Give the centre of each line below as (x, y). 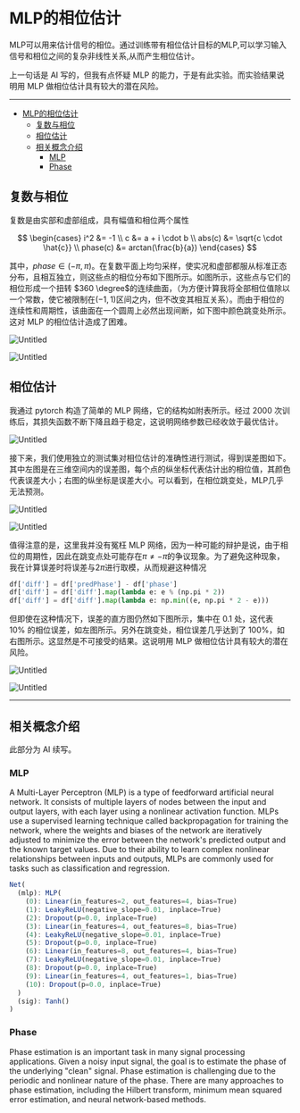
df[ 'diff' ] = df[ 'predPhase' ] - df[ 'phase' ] (93, 584)
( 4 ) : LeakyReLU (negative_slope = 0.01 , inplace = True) (123, 934)
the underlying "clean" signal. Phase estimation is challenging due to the (143, 1071)
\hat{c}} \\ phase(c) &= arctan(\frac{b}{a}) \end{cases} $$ (150, 247)
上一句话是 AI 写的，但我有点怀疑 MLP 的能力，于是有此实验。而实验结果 (143, 75)
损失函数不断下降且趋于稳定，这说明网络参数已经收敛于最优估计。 (161, 422)
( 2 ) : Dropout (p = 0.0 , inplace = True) (92, 918)
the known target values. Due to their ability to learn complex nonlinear (140, 849)
